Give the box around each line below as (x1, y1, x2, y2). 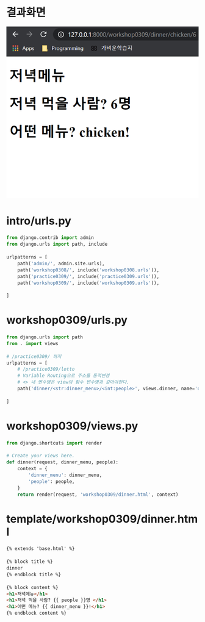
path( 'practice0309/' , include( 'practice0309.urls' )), (17, 273, 160, 279)
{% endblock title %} (6, 571, 62, 577)
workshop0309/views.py (6, 419, 138, 433)
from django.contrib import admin (6, 235, 95, 241)
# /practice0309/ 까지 (6, 353, 62, 360)
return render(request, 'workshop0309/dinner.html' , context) (17, 492, 179, 498)
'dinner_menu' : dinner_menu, (28, 472, 103, 479)
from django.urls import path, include (6, 241, 108, 248)
